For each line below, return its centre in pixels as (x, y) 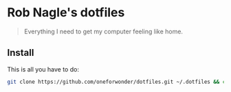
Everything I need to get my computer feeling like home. (103, 31)
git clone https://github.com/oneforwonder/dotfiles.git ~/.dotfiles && (113, 82)
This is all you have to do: (43, 69)
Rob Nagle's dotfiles (66, 13)
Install (21, 53)
